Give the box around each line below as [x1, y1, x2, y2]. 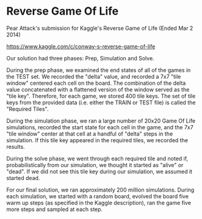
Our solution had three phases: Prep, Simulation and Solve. [6, 54, 154, 62]
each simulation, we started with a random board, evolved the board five [6, 192, 189, 199]
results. [6, 143, 26, 150]
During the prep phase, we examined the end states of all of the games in [6, 66, 191, 74]
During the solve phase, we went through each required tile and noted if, [6, 154, 189, 162]
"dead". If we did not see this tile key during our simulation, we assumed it [6, 168, 193, 175]
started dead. [6, 174, 40, 181]
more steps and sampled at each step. [6, 206, 103, 213]
